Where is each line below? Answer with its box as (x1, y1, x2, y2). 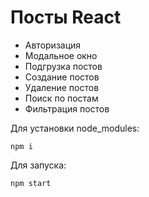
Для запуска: (10, 159, 67, 171)
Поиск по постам (24, 92, 99, 104)
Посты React (10, 6, 122, 29)
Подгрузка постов (24, 60, 103, 72)
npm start (10, 178, 52, 188)
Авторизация (24, 39, 82, 51)
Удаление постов (24, 81, 100, 93)
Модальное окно (24, 49, 98, 61)
